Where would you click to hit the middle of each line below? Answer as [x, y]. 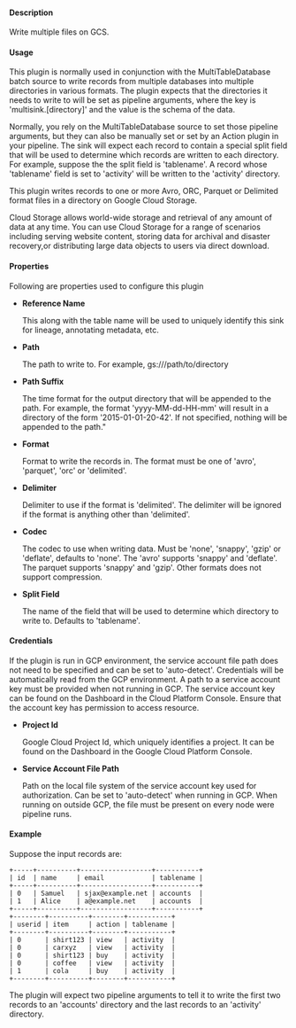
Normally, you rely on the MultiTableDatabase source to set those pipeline [144, 127]
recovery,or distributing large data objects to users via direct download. [139, 246]
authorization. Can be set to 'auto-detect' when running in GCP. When [150, 795]
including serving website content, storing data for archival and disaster [140, 237]
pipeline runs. [47, 814]
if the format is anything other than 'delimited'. [106, 514]
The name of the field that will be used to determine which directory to [150, 611]
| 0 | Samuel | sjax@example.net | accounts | [106, 894]
